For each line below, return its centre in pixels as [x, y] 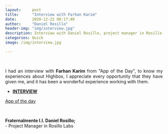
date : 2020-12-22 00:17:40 [40, 19]
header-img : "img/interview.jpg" [40, 29]
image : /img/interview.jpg [33, 43]
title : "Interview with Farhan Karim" [51, 15]
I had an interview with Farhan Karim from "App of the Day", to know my [84, 71]
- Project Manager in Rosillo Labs [39, 125]
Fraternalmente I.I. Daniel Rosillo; [40, 120]
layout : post [23, 10]
